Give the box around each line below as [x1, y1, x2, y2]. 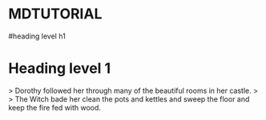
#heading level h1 [8, 31, 66, 41]
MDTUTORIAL [8, 5, 103, 23]
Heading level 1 [8, 59, 111, 78]
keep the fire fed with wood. [8, 102, 102, 112]
